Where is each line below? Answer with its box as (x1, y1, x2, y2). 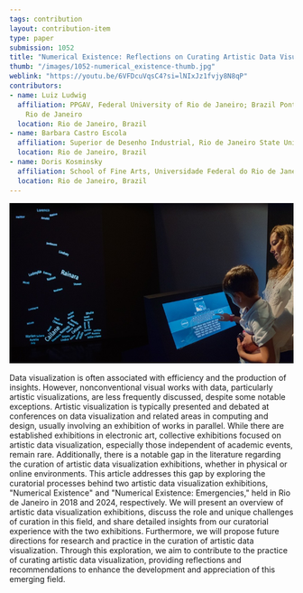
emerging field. (9, 574, 66, 585)
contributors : (9, 81, 63, 90)
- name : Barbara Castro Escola (9, 129, 127, 138)
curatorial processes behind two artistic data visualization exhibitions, (9, 478, 269, 489)
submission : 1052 (9, 43, 75, 52)
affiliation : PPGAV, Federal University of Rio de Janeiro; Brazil (17, 100, 277, 109)
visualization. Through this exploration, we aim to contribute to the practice (9, 545, 289, 556)
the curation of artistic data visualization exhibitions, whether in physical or (9, 459, 288, 469)
